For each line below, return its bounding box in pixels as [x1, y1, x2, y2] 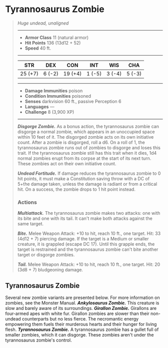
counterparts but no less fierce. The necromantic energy [21, 316, 139, 322]
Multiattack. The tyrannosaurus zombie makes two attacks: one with [17, 210, 160, 216]
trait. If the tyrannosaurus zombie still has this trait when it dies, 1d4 [17, 150, 157, 156]
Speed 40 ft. [24, 45, 51, 51]
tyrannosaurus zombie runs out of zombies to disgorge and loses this [17, 144, 161, 151]
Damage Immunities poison [24, 88, 83, 94]
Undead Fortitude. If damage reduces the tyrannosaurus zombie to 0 [17, 170, 161, 176]
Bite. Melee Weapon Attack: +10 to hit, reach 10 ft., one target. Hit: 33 [17, 230, 161, 236]
